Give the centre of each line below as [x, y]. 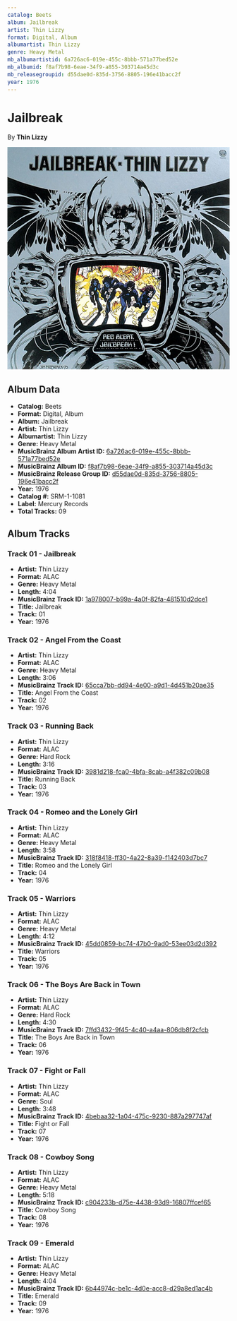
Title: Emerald [38, 1296]
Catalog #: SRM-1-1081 [51, 496]
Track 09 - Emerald [41, 1243]
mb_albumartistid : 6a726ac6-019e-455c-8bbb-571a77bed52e [93, 60]
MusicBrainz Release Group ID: [64, 474]
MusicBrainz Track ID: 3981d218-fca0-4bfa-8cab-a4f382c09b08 [114, 771]
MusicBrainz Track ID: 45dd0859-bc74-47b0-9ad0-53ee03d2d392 [117, 944]
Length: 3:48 [37, 1108]
